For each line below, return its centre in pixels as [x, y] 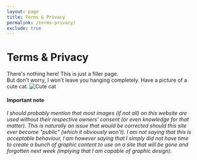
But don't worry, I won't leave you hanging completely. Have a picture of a [97, 80]
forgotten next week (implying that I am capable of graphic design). [89, 151]
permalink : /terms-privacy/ [41, 23]
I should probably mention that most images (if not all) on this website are [97, 113]
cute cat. [17, 87]
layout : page [23, 12]
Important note [26, 100]
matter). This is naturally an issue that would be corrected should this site [97, 126]
